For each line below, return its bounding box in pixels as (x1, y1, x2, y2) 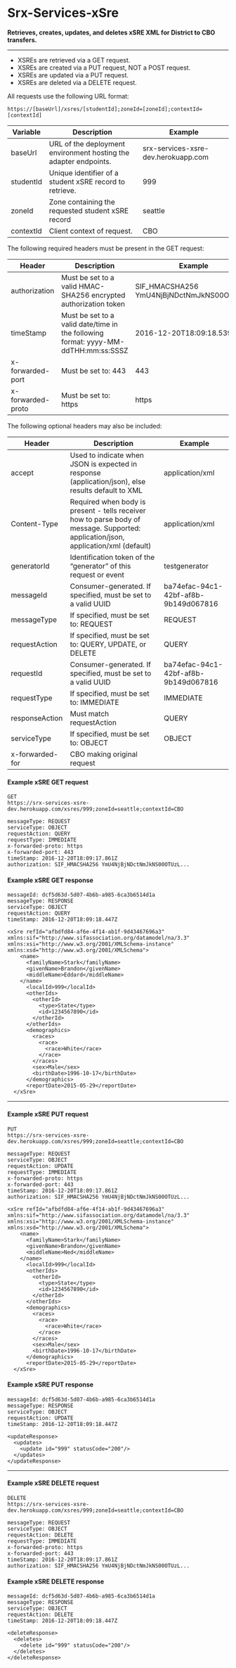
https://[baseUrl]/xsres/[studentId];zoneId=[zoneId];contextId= (7, 106, 202, 113)
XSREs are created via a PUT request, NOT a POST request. (17, 63, 191, 72)
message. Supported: (70, 523, 141, 533)
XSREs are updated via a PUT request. (17, 70, 129, 79)
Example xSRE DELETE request (7, 1479, 100, 1487)
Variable (12, 127, 41, 136)
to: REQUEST (70, 619, 114, 629)
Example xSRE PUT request (7, 1109, 89, 1118)
